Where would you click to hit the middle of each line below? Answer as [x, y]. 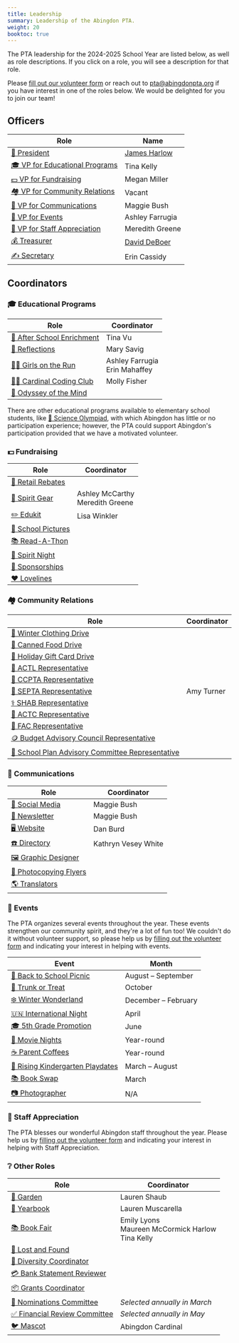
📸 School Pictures [41, 529]
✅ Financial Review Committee [62, 1314]
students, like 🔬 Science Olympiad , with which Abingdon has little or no [111, 417]
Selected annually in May [162, 1314]
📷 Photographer [38, 1093]
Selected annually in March [166, 1302]
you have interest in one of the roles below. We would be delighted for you [116, 91]
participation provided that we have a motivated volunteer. [93, 433]
